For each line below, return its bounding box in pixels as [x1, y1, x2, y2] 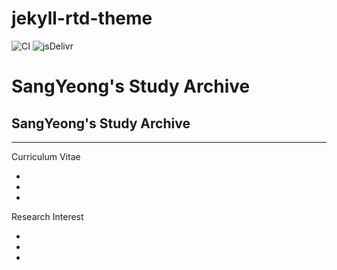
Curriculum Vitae [11, 150, 81, 162]
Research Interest [11, 210, 84, 222]
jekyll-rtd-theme [11, 7, 153, 30]
